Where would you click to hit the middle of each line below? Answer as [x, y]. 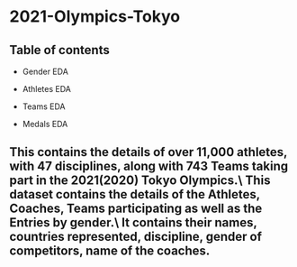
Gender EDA [45, 71]
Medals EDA [45, 124]
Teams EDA [44, 106]
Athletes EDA [47, 89]
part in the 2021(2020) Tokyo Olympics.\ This [140, 181]
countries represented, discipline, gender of [136, 237]
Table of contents [59, 50]
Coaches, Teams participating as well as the [136, 209]
